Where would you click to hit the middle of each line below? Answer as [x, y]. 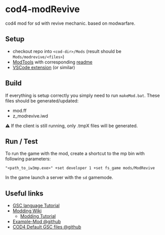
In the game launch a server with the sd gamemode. [59, 178]
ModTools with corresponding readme [52, 62]
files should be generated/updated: [42, 101]
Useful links [25, 193]
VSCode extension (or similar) [44, 67]
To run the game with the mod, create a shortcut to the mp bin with [75, 154]
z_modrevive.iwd [30, 116]
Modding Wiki [27, 211]
